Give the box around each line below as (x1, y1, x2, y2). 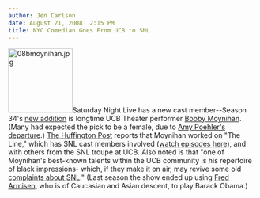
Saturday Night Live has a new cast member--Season (72, 105, 247, 115)
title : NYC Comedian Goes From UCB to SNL (8, 26, 150, 34)
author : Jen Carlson (8, 11, 77, 20)
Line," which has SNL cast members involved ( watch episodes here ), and (8, 139, 247, 149)
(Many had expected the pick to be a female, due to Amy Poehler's (8, 122, 226, 131)
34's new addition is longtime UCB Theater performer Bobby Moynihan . (8, 114, 243, 124)
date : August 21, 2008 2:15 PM (8, 19, 115, 27)
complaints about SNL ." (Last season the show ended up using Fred (8, 173, 229, 182)
